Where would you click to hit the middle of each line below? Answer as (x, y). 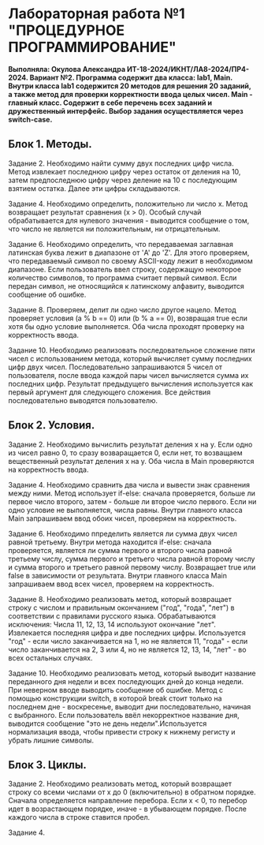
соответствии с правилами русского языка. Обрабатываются (112, 615)
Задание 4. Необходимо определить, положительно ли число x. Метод (128, 204)
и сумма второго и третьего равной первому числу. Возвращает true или (132, 567)
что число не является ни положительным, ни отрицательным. (114, 229)
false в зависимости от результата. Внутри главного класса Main (117, 575)
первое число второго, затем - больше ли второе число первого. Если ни (132, 501)
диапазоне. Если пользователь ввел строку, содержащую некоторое (125, 269)
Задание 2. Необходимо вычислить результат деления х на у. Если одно (130, 444)
